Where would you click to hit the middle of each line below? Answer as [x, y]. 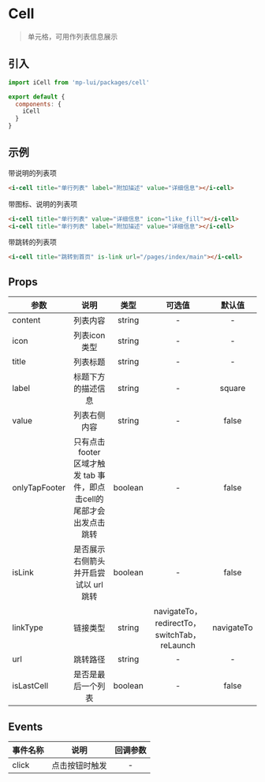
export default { [37, 97]
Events [26, 726]
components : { [38, 104]
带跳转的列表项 [32, 242]
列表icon [90, 336]
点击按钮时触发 [80, 765]
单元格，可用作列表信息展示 [73, 36]
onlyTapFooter [39, 488]
